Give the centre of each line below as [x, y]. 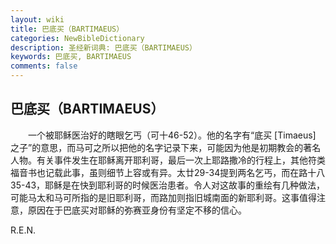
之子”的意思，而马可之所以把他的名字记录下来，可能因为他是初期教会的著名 [166, 147]
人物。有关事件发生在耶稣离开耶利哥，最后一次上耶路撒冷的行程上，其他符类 [168, 160]
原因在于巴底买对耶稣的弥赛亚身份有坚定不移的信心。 [137, 210]
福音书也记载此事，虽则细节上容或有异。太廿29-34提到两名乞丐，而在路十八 [168, 172]
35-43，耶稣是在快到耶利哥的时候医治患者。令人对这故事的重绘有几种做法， [168, 185]
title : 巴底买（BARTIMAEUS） [67, 29]
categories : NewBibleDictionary [77, 38]
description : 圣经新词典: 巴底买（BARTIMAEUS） [103, 47]
